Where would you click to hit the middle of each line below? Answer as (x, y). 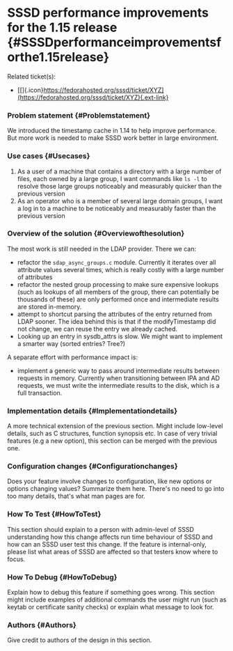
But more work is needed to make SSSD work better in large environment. (113, 138)
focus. (16, 559)
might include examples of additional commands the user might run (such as (117, 599)
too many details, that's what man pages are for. (77, 496)
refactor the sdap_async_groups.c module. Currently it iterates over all (116, 262)
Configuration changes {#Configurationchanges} (93, 466)
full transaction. (40, 393)
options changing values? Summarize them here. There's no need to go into (116, 489)
